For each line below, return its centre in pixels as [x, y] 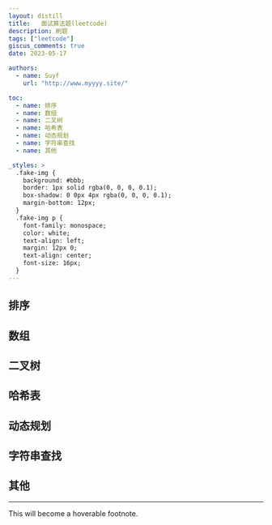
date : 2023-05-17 [38, 53]
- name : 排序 [36, 105]
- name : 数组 [36, 113]
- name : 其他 [36, 151]
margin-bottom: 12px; [59, 203]
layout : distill [36, 16]
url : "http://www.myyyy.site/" [76, 83]
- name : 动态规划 [42, 136]
